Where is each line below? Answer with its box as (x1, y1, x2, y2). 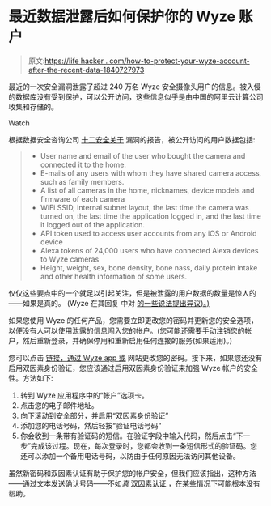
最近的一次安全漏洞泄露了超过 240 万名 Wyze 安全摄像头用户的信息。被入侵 (8, 82, 261, 91)
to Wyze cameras (40, 254, 100, 264)
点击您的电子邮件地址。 (19, 400, 99, 410)
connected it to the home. (40, 159, 127, 169)
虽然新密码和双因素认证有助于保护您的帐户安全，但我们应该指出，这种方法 (8, 468, 256, 478)
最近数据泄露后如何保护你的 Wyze (8, 7, 236, 26)
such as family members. (40, 176, 125, 186)
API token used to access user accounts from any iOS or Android (40, 228, 257, 238)
